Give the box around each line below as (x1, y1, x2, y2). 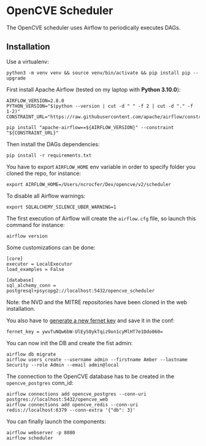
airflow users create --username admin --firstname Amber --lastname (6, 356, 188, 363)
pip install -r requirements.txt (6, 152, 92, 158)
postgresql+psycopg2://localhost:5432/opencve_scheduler (6, 288, 155, 294)
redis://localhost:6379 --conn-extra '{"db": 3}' (6, 407, 136, 413)
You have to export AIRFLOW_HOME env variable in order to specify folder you (6, 163, 196, 170)
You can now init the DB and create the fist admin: (6, 339, 133, 346)
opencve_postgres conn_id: (6, 379, 74, 386)
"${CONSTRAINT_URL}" (6, 130, 59, 136)
